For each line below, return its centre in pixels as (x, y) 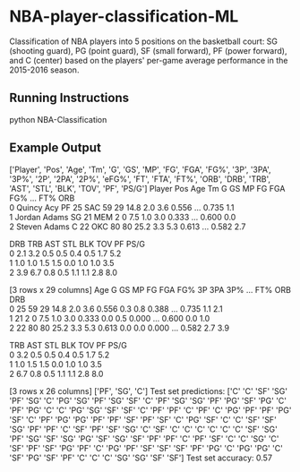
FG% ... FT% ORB (42, 198)
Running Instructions (69, 98)
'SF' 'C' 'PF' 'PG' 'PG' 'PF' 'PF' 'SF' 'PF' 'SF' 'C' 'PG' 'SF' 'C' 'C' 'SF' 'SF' (143, 419)
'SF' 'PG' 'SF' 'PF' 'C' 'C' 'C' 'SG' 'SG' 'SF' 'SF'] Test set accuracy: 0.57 (141, 458)
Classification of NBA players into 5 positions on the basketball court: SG (144, 41)
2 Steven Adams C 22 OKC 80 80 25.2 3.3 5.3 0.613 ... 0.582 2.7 (128, 227)
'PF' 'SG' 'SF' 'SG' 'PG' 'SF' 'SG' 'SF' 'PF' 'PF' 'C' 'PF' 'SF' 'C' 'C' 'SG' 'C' (144, 438)
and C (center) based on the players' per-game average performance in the (149, 60)
